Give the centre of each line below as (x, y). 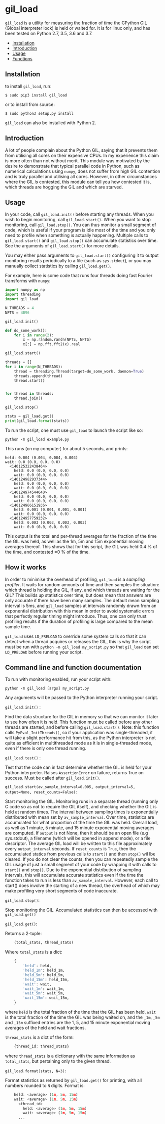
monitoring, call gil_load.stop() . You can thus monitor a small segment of (81, 225)
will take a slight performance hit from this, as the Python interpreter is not (81, 738)
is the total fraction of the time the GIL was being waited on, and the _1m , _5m (82, 1017)
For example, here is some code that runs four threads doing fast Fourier (79, 276)
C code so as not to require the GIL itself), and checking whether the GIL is (81, 807)
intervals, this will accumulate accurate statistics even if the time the (74, 875)
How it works (26, 567)
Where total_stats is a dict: (34, 952)
